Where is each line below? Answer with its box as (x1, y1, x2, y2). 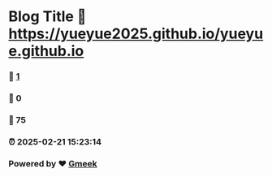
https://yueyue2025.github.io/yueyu (8, 24, 264, 43)
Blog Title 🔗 (8, 7, 87, 26)
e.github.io (8, 42, 84, 60)
